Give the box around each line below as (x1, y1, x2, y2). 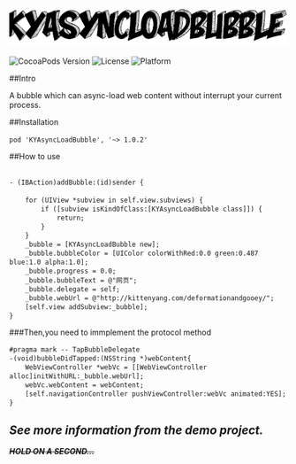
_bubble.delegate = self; (25, 285, 121, 294)
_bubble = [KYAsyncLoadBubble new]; (25, 240, 161, 250)
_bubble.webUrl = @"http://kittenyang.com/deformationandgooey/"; (25, 294, 275, 303)
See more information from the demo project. (9, 422, 264, 437)
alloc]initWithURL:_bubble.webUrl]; (9, 372, 144, 381)
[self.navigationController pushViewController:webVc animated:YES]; (25, 390, 287, 398)
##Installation (9, 117, 59, 128)
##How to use (9, 151, 61, 162)
